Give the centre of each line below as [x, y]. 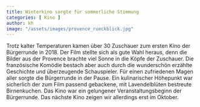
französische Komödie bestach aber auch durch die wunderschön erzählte [99, 65]
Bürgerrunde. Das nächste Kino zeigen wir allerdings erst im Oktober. [92, 97]
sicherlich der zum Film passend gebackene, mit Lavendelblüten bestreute [99, 85]
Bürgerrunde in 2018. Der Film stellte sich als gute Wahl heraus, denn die [97, 53]
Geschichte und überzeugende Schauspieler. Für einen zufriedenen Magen [100, 72]
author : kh [20, 23]
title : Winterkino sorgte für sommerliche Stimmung [73, 12]
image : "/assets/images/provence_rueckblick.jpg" [70, 29]
